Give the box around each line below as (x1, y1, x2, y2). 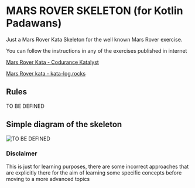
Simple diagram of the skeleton (6, 119, 122, 129)
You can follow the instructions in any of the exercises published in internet (6, 47, 187, 54)
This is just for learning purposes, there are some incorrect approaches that (6, 163, 189, 170)
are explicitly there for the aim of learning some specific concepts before (6, 169, 182, 176)
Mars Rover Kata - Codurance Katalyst (6, 59, 100, 66)
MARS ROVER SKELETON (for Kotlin (6, 4, 183, 18)
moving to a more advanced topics (6, 175, 90, 182)
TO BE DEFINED (6, 102, 45, 110)
